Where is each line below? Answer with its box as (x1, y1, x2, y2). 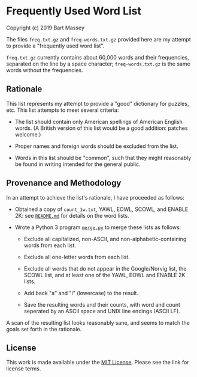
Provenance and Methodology (6, 178, 122, 188)
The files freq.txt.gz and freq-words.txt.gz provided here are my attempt (6, 35, 191, 43)
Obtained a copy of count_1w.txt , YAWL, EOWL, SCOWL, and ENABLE (14, 206, 189, 213)
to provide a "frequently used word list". (6, 42, 105, 49)
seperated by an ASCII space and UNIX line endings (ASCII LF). (23, 307, 181, 314)
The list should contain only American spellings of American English (14, 118, 183, 125)
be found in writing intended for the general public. (14, 161, 141, 168)
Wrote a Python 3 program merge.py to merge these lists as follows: (14, 224, 181, 231)
